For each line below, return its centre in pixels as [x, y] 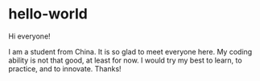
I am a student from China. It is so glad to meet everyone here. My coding [130, 51]
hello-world [48, 14]
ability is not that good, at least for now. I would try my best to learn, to [126, 60]
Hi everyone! [29, 36]
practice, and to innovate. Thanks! [65, 68]
